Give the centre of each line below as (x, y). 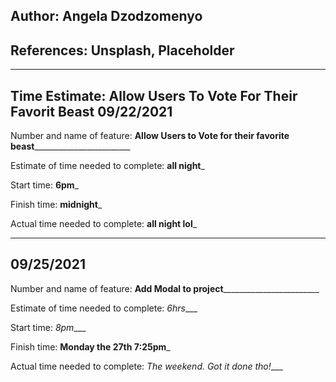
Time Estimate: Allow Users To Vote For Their (154, 95)
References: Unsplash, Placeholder (122, 50)
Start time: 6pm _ (44, 185)
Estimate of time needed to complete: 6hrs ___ (104, 308)
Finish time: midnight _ (56, 205)
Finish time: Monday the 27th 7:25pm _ (90, 346)
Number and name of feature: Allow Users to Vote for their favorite (150, 136)
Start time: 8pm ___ (48, 327)
